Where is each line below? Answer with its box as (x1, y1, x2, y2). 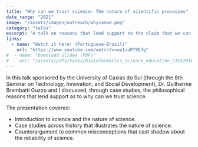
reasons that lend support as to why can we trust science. (6, 92, 147, 100)
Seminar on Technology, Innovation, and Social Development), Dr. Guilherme (6, 80, 192, 87)
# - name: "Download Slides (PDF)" (6, 52, 96, 58)
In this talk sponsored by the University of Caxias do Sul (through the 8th (6, 74, 183, 81)
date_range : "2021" (6, 14, 54, 20)
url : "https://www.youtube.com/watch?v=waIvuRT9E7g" (16, 47, 149, 53)
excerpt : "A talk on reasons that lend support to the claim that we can (6, 31, 192, 36)
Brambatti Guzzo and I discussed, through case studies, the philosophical (6, 86, 185, 93)
